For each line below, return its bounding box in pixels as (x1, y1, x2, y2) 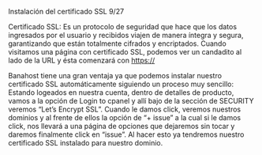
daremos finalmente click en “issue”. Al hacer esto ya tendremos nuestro (8, 130, 245, 139)
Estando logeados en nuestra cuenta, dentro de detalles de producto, (8, 88, 234, 97)
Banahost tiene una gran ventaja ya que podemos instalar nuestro (8, 71, 223, 80)
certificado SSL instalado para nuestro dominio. (8, 138, 163, 147)
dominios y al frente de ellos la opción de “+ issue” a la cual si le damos (8, 113, 241, 122)
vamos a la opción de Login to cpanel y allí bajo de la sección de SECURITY (8, 96, 254, 105)
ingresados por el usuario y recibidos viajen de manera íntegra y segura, (8, 31, 244, 40)
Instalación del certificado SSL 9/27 (8, 7, 125, 16)
